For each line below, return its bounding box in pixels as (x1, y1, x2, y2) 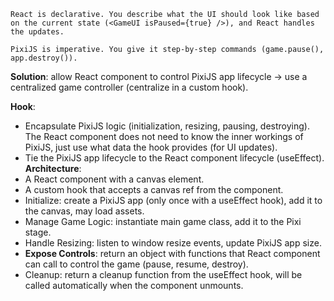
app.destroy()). (10, 53, 78, 63)
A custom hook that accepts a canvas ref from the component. (24, 184, 284, 195)
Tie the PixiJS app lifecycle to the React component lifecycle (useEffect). (24, 152, 325, 164)
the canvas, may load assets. (24, 205, 145, 217)
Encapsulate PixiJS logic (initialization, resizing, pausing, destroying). (24, 120, 310, 132)
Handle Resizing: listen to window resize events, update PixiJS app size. (24, 237, 322, 249)
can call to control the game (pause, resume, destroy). (24, 258, 249, 270)
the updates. (10, 27, 65, 37)
